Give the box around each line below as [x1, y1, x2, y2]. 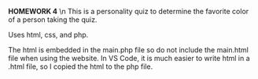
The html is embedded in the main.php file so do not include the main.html [8, 45, 249, 54]
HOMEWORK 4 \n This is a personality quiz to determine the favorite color [8, 7, 249, 16]
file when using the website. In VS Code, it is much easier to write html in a [8, 54, 250, 63]
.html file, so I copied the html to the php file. [8, 62, 153, 71]
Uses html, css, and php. [8, 31, 89, 39]
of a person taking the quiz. [8, 15, 98, 24]
